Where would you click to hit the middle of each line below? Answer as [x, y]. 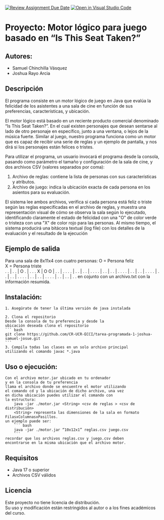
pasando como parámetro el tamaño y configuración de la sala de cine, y [79, 162]
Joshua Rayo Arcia [31, 73]
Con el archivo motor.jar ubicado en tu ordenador [58, 378]
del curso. [15, 513]
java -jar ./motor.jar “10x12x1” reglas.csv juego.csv [71, 430]
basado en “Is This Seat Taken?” [73, 38]
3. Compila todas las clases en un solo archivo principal [67, 347]
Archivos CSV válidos [34, 475]
